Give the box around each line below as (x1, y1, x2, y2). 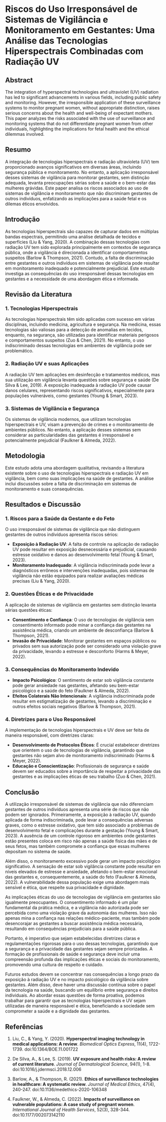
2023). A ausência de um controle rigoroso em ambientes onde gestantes (5, 833, 156, 839)
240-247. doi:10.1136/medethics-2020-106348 (12, 1086, 108, 1092)
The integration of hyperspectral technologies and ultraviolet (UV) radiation (5, 89, 159, 95)
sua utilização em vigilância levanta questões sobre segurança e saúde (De (5, 377, 160, 383)
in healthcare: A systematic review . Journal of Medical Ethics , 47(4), (12, 1081, 156, 1087)
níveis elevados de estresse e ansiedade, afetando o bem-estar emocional (5, 869, 158, 875)
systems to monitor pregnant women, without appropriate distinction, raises (5, 105, 160, 111)
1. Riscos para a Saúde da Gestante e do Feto (5, 515, 115, 522)
